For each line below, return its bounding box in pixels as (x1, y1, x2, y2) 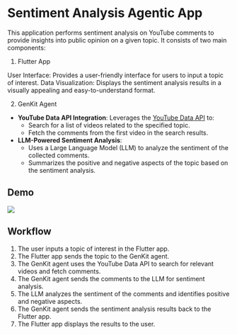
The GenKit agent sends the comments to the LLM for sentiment (17, 274, 205, 283)
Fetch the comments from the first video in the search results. (28, 128, 209, 137)
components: (7, 43, 46, 52)
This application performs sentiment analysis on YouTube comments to (7, 28, 214, 37)
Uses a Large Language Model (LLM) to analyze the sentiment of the (28, 143, 229, 152)
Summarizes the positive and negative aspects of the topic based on (28, 158, 229, 167)
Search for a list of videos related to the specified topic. (28, 120, 190, 129)
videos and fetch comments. (17, 267, 101, 276)
